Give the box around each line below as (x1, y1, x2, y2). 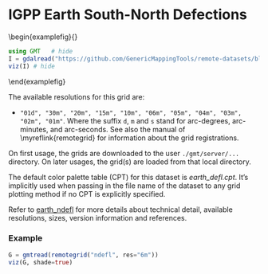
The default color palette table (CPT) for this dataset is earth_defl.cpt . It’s (8, 172, 249, 182)
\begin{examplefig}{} (8, 32, 78, 41)
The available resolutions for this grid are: (8, 92, 145, 101)
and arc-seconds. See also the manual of (49, 124, 186, 134)
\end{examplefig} (8, 76, 66, 86)
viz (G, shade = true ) (8, 258, 73, 266)
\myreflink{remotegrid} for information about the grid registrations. (19, 133, 239, 143)
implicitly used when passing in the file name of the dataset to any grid (8, 181, 241, 190)
